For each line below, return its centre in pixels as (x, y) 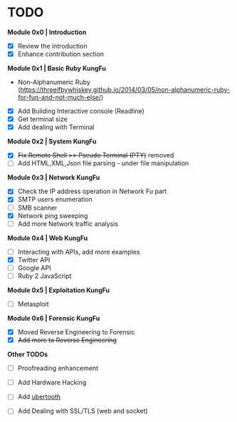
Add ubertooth (39, 397)
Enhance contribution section (61, 54)
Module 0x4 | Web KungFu (48, 238)
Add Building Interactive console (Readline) (81, 111)
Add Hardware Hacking (52, 383)
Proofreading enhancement (58, 369)
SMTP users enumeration (55, 200)
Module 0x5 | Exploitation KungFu (59, 290)
